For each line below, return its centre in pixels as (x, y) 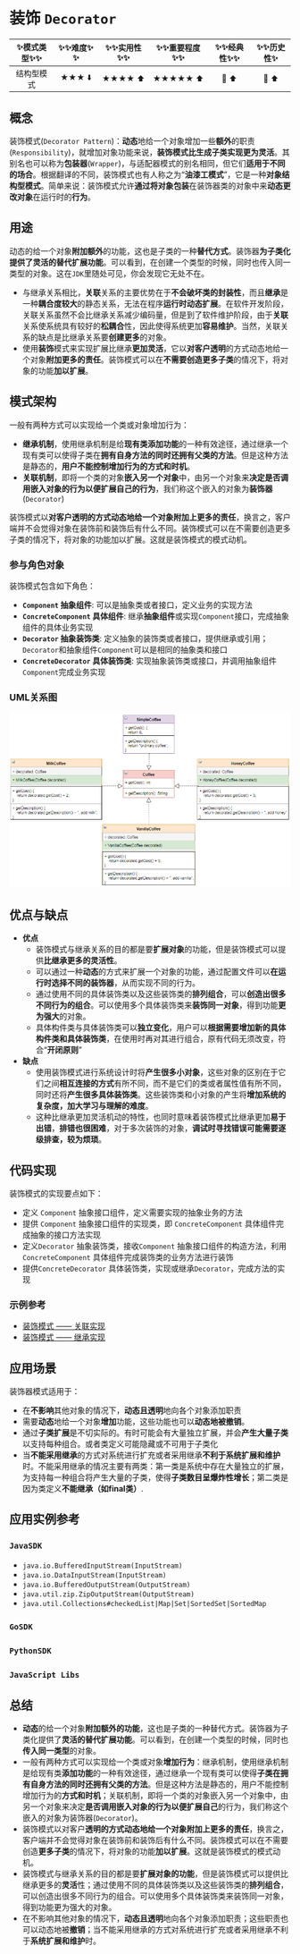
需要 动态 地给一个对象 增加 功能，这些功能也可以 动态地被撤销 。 (136, 1422)
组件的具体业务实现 (58, 627)
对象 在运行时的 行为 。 (56, 197)
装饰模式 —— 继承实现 (63, 1337)
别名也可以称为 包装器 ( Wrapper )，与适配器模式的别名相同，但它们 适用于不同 (147, 163)
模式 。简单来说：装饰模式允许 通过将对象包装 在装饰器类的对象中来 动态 (154, 186)
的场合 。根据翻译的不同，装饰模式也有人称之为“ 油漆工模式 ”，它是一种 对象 (146, 174)
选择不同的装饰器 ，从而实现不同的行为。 (126, 983)
